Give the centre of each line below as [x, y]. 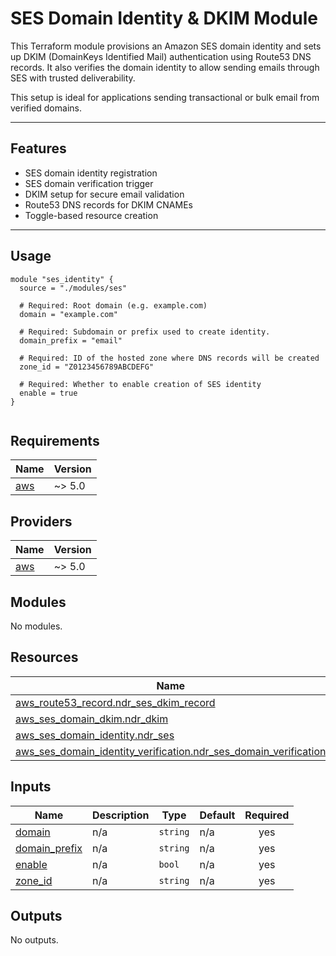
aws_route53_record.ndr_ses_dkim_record [115, 702]
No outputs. [34, 940]
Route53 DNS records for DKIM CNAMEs [108, 204]
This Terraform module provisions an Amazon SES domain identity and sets [166, 46]
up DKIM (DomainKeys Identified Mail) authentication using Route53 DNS [161, 56]
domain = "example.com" [68, 314]
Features [38, 148]
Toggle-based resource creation [91, 215]
